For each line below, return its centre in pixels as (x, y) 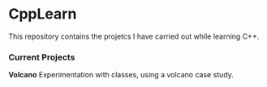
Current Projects (42, 57)
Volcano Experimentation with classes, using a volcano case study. (121, 75)
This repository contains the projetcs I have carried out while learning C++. (134, 36)
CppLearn (43, 14)
